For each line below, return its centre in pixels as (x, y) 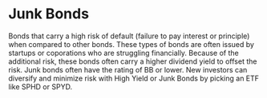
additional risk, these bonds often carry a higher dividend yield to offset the (133, 61)
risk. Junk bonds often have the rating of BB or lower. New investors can (128, 69)
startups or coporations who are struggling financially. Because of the (123, 53)
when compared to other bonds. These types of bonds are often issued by (131, 44)
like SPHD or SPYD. (40, 86)
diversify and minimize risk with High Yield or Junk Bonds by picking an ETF (133, 78)
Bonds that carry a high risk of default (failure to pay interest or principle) (129, 36)
